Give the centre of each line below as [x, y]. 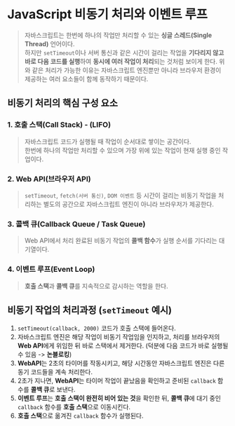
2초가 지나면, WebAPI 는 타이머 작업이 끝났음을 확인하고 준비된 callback [116, 381]
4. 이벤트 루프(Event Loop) [51, 269]
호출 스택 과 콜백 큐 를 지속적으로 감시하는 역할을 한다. [96, 286]
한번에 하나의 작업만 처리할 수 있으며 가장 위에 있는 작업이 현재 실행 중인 [122, 150]
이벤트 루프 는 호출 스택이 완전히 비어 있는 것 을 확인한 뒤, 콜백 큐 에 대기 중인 [119, 398]
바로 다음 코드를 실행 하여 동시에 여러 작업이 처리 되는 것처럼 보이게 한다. [121, 61]
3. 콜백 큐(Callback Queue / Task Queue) [76, 224]
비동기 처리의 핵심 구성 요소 [62, 103]
